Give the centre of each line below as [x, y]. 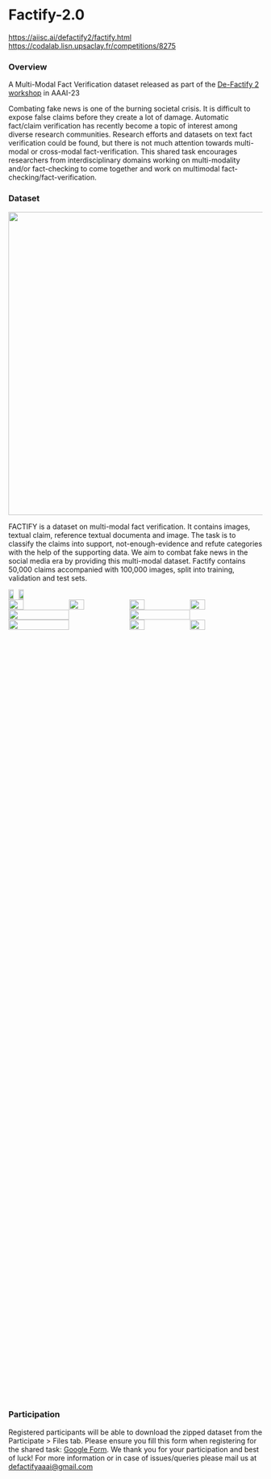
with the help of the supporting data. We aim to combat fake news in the [128, 552]
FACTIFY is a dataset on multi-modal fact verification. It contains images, [129, 526]
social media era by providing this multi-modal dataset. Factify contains [127, 560]
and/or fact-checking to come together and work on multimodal [114, 169]
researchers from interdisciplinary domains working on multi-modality [124, 160]
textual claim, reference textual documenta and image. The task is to [122, 535]
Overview [28, 66]
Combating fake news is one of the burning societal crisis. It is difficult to [129, 109]
